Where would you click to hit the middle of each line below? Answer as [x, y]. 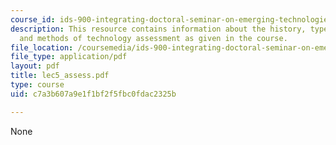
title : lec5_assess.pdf [60, 76]
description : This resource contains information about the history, [158, 29]
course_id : [33, 19]
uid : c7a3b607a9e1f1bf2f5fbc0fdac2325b [93, 94]
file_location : [42, 47]
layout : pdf [35, 66]
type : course [37, 85]
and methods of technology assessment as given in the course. [153, 38]
